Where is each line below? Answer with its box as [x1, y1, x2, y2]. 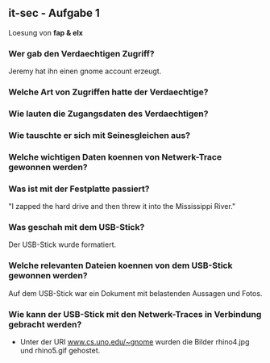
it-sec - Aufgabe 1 [8, 6, 101, 20]
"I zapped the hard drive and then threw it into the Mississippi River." [8, 202, 236, 211]
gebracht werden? [8, 319, 82, 330]
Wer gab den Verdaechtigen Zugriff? [8, 48, 155, 59]
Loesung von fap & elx [8, 27, 83, 37]
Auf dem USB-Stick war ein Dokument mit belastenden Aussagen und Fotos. [8, 288, 263, 298]
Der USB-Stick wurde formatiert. [8, 240, 117, 249]
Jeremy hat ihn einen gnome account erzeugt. [8, 66, 162, 76]
